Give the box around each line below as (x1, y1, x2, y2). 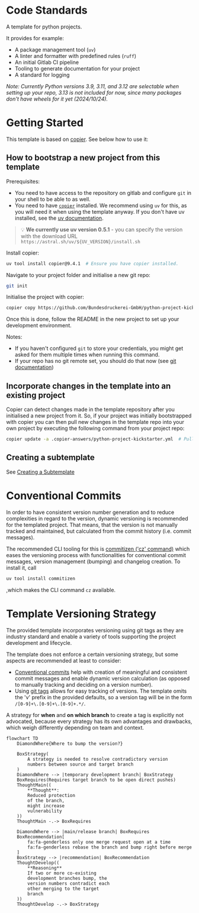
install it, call (6, 564, 37, 571)
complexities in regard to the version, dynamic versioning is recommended (6, 515, 188, 522)
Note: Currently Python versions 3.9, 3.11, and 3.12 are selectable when (6, 82, 179, 89)
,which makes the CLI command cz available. (6, 586, 116, 593)
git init (6, 282, 28, 289)
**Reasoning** (27, 865, 62, 871)
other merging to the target (27, 886, 99, 892)
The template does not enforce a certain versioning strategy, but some (6, 651, 179, 658)
